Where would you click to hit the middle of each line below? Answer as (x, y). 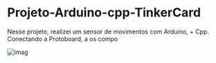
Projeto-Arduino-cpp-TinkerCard (104, 13)
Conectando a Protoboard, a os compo (63, 38)
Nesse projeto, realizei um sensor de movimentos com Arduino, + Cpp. (108, 32)
